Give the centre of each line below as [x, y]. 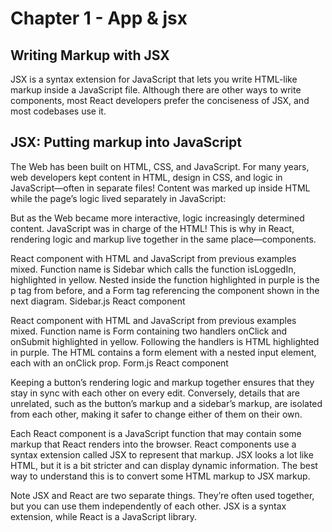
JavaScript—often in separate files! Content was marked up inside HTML [160, 188]
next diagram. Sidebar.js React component [98, 301]
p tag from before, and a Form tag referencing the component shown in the [165, 290]
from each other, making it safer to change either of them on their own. [156, 414]
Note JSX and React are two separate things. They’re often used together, [162, 495]
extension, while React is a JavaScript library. [104, 516]
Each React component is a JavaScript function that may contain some [156, 433]
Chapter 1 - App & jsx [99, 18]
